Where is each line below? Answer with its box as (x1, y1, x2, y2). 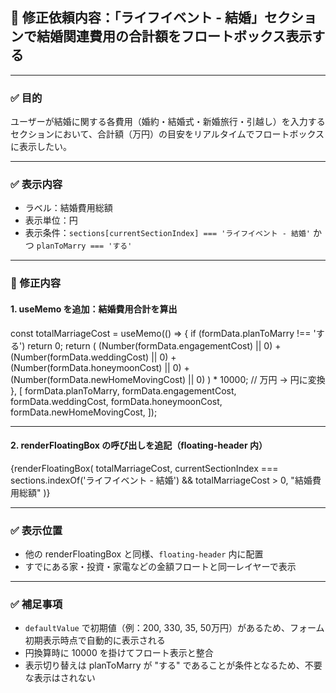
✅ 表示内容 (10, 178, 63, 192)
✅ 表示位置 (10, 523, 63, 537)
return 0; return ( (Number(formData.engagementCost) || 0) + (27, 339, 282, 352)
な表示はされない (24, 672, 96, 684)
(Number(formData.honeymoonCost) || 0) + (10, 361, 190, 373)
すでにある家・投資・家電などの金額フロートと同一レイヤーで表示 (24, 561, 297, 573)
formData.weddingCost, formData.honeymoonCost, (10, 395, 223, 407)
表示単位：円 (24, 214, 78, 227)
